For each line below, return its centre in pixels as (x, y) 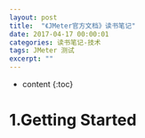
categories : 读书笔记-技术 (55, 42)
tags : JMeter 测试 (42, 51)
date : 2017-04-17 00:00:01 (59, 34)
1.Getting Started (73, 120)
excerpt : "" (31, 59)
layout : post (33, 17)
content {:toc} (48, 84)
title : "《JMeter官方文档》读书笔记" (72, 26)
